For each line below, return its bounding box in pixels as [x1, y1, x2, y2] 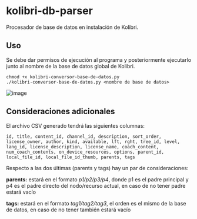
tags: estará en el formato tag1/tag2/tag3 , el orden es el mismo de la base [6, 200, 186, 207]
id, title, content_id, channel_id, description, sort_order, [6, 134, 162, 140]
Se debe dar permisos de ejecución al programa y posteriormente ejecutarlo [6, 56, 192, 63]
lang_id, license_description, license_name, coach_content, [6, 144, 159, 150]
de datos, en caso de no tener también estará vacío [6, 206, 131, 213]
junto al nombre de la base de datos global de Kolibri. [6, 62, 135, 69]
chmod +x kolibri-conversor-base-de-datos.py [6, 74, 119, 80]
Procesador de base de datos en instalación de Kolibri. [6, 24, 139, 31]
